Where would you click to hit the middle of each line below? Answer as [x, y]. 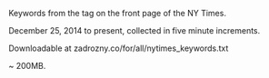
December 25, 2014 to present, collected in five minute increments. [134, 30]
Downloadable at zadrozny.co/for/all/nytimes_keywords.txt [119, 48]
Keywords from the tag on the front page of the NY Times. [117, 13]
